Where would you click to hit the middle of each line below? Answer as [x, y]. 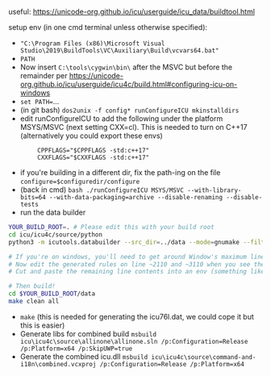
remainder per [44, 75]
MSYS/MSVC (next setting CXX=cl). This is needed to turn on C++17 [133, 127]
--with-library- [214, 190]
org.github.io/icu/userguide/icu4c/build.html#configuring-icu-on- [129, 84]
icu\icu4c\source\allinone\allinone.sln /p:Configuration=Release [134, 341]
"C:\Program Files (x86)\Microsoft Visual [92, 44]
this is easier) [42, 325]
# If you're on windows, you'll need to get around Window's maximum [128, 257]
